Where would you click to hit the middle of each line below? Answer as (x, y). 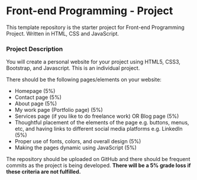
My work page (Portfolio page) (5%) (59, 110)
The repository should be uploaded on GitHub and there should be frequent (98, 159)
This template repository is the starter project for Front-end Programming (95, 27)
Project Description (35, 49)
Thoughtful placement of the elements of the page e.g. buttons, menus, (102, 123)
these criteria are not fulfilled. (43, 172)
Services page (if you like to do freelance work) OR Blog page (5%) (97, 116)
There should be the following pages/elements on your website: (84, 80)
